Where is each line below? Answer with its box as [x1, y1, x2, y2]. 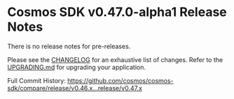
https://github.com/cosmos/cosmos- [67, 76, 174, 84]
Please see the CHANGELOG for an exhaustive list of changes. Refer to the [7, 55, 223, 63]
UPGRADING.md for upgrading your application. [7, 63, 146, 71]
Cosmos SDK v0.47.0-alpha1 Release [7, 4, 228, 20]
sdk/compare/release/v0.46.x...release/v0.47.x [7, 84, 142, 92]
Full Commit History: [7, 76, 67, 84]
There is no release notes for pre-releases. [7, 42, 131, 50]
